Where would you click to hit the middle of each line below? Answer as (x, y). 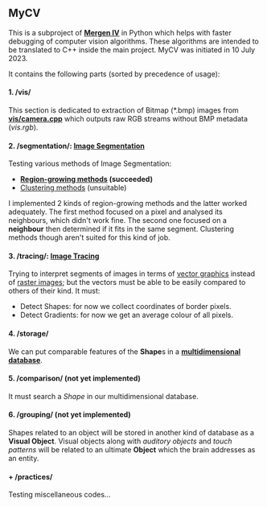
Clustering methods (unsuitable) (73, 188)
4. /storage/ (29, 334)
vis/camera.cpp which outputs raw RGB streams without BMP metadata (128, 119)
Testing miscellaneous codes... (60, 495)
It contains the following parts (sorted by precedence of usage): (114, 74)
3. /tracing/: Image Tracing (54, 256)
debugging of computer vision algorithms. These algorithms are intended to (133, 41)
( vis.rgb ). (23, 127)
